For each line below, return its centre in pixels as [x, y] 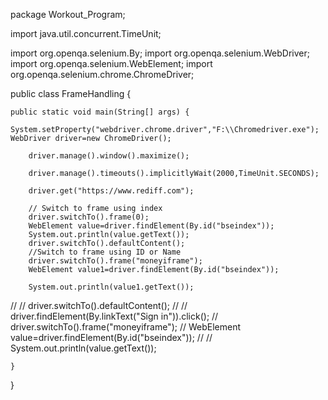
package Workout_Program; [68, 14]
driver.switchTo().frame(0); [89, 217]
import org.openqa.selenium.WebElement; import [111, 63]
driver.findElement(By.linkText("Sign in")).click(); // [114, 316]
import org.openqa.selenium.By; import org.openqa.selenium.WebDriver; [160, 53]
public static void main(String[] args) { [100, 112]
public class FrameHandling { [71, 93]
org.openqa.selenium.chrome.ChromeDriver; [102, 74]
